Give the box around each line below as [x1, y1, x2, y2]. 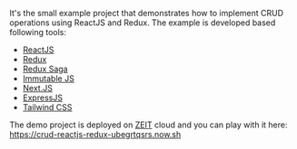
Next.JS [22, 83, 53, 93]
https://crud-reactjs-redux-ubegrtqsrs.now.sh [9, 129, 182, 139]
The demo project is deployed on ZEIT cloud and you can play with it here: [9, 119, 288, 130]
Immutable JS [22, 73, 74, 84]
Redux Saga [22, 63, 68, 74]
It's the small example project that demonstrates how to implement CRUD [9, 8, 284, 18]
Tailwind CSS [22, 102, 73, 112]
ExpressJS [22, 92, 64, 103]
